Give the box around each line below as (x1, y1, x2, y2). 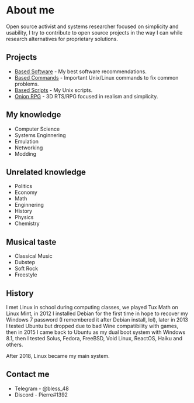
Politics (14, 183, 33, 190)
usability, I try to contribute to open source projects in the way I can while (6, 29, 183, 36)
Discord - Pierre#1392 (14, 391, 68, 398)
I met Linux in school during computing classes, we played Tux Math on (6, 304, 178, 310)
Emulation (14, 138, 39, 145)
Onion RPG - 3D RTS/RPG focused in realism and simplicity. (14, 93, 158, 100)
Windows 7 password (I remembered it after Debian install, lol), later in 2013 (6, 316, 188, 323)
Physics (14, 214, 34, 221)
